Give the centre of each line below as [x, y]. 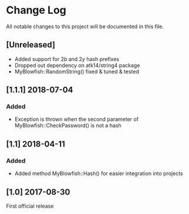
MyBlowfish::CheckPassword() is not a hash [68, 125]
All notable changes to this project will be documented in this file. [85, 26]
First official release [30, 206]
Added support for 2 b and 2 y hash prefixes [67, 59]
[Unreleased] [31, 45]
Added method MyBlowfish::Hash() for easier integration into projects [99, 174]
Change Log [36, 10]
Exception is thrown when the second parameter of [77, 119]
